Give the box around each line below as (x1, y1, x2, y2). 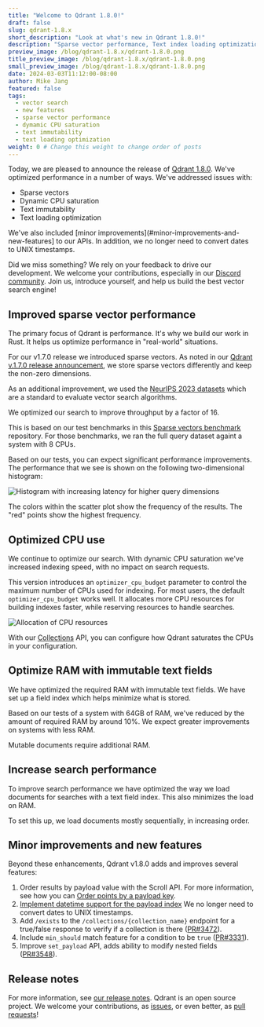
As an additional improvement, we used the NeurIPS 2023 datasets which (8, 384, 247, 393)
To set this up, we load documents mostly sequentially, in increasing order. (8, 816, 250, 825)
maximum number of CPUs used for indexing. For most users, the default (8, 586, 245, 595)
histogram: (8, 472, 43, 481)
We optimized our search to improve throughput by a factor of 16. (8, 408, 220, 417)
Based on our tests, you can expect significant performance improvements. (8, 455, 252, 464)
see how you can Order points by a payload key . (19, 891, 176, 901)
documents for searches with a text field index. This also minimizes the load (8, 792, 254, 802)
